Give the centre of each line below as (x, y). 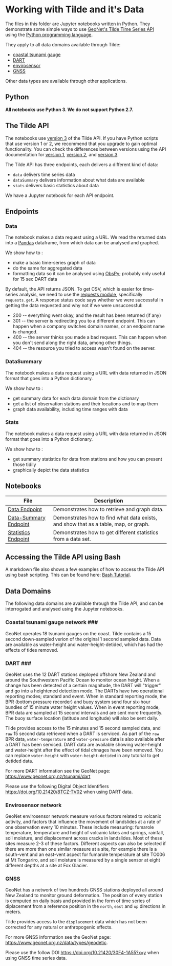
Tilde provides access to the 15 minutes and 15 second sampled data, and (83, 728)
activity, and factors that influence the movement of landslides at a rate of (83, 822)
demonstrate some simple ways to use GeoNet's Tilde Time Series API (80, 29)
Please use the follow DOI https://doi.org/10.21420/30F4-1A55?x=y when (82, 953)
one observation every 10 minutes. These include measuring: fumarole (80, 827)
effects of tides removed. (32, 650)
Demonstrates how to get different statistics (106, 532)
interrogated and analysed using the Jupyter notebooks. (64, 609)
